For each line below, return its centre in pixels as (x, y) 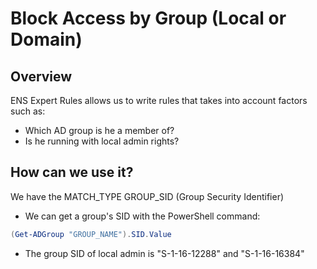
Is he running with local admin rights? (102, 141)
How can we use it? (72, 172)
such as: (28, 111)
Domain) (46, 39)
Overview (41, 76)
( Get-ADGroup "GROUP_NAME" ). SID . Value (91, 234)
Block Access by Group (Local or (148, 18)
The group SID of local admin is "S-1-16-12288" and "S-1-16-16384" (164, 253)
